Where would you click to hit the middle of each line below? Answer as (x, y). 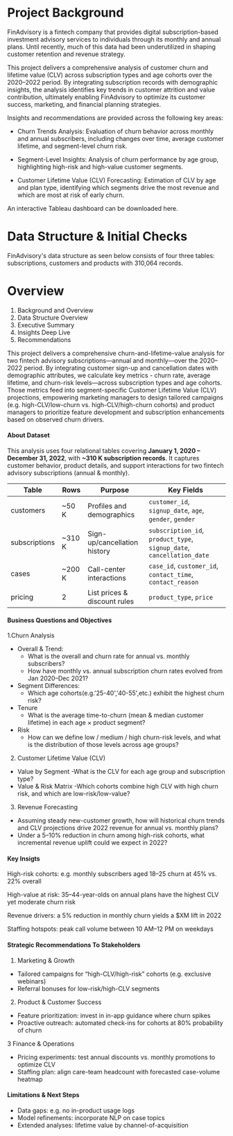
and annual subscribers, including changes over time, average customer (120, 138)
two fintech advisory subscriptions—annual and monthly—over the (103, 360)
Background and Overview (55, 310)
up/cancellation (113, 542)
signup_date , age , (176, 510)
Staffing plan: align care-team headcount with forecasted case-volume (119, 1072)
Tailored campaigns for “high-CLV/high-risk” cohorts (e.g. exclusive (114, 974)
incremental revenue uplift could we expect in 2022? (92, 843)
